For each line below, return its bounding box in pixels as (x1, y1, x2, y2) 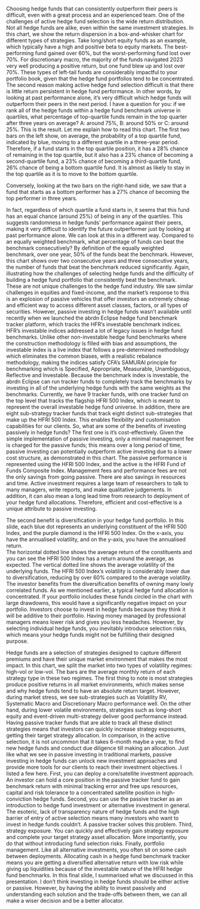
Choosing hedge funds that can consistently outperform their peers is (6, 5, 178, 12)
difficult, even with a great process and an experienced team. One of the (6, 11, 185, 19)
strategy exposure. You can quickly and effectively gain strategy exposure (6, 827, 189, 834)
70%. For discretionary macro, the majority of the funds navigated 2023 (6, 56, 183, 63)
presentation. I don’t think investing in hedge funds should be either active (6, 878, 189, 885)
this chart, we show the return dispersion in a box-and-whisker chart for (6, 31, 184, 38)
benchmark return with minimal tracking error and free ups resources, (6, 783, 178, 789)
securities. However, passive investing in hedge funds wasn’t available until (6, 308, 192, 315)
